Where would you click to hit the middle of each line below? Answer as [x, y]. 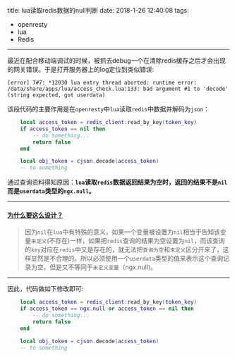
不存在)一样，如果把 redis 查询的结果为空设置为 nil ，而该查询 [137, 241]
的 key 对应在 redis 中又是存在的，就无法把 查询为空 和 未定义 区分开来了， [124, 249]
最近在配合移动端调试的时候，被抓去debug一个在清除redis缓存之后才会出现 [116, 61]
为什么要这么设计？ [35, 215]
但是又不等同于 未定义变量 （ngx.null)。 [103, 267]
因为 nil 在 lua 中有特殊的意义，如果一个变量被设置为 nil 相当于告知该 [122, 232]
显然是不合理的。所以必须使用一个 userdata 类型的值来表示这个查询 [127, 259]
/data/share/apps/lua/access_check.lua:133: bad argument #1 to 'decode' [118, 89]
